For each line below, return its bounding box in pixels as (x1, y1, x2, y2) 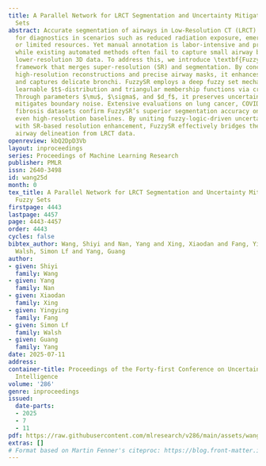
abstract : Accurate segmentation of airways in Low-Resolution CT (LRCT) (8, 26, 257, 34)
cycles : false (8, 233, 55, 241)
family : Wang (15, 269, 59, 277)
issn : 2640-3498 (8, 166, 62, 174)
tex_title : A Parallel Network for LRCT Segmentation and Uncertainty (8, 188, 246, 197)
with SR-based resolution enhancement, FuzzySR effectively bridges (15, 122, 246, 130)
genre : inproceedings (8, 388, 80, 395)
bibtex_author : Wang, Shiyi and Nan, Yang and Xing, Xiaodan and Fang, (8, 240, 249, 248)
